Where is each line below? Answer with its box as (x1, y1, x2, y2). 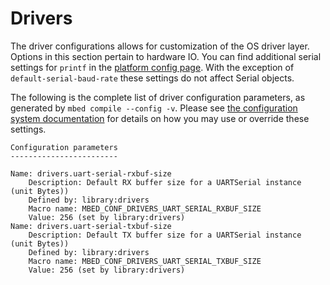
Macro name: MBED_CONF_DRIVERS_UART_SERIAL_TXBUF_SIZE (28, 256, 262, 266)
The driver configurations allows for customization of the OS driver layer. (10, 40, 310, 52)
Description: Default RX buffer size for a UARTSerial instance (28, 177, 302, 187)
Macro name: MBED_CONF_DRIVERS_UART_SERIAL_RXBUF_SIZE (28, 203, 262, 214)
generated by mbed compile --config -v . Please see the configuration (10, 102, 298, 114)
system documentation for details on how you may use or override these (10, 112, 310, 124)
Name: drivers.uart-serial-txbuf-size (10, 221, 172, 231)
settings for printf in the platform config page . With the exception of (10, 61, 295, 73)
